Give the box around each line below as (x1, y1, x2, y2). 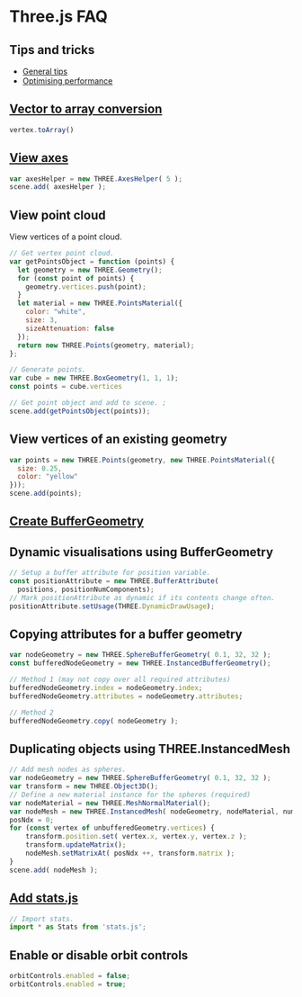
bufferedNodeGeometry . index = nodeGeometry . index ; (9, 684, 203, 693)
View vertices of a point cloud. (9, 231, 123, 242)
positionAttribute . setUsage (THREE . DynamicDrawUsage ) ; (9, 601, 216, 611)
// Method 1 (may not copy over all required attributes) (9, 675, 231, 685)
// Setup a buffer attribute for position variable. (9, 569, 211, 578)
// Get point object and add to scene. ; (9, 399, 167, 408)
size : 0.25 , (17, 463, 63, 473)
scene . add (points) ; (9, 489, 83, 498)
